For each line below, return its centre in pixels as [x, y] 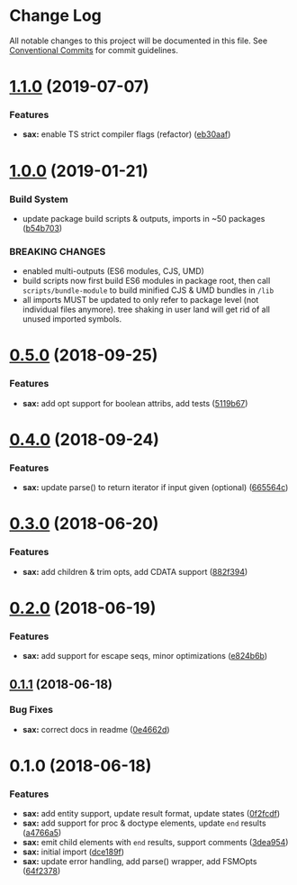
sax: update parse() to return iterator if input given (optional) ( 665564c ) [155, 488]
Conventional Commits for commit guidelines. [94, 50]
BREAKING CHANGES [58, 251]
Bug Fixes [31, 710]
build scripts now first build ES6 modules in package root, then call [146, 281]
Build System [39, 199]
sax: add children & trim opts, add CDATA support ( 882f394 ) [135, 571]
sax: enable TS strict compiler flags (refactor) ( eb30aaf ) [126, 134]
